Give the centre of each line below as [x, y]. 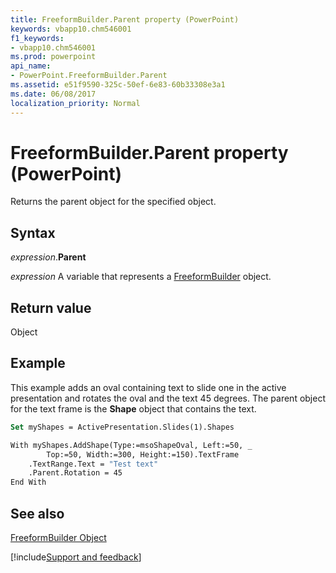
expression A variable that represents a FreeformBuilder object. [141, 277]
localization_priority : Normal [75, 103]
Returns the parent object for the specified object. [113, 202]
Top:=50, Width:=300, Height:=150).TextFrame [143, 454]
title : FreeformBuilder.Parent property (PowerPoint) [125, 19]
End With [28, 482]
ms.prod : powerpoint [53, 57]
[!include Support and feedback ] [76, 557]
